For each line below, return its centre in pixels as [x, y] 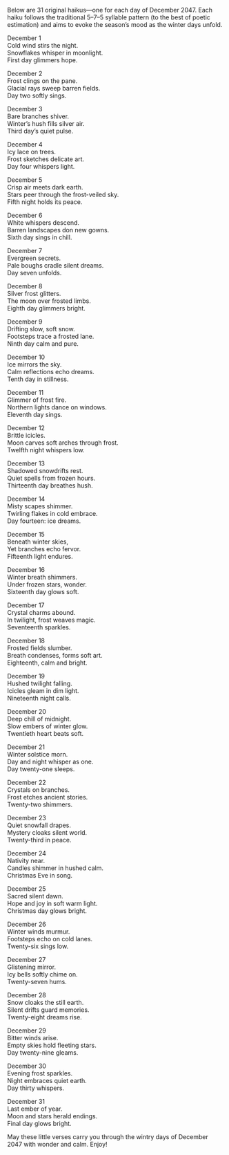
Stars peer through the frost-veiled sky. [63, 194]
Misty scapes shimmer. [40, 506]
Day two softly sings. [37, 95]
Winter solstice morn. [38, 754]
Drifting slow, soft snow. [41, 329]
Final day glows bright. [39, 1124]
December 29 [27, 1031]
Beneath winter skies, [38, 542]
